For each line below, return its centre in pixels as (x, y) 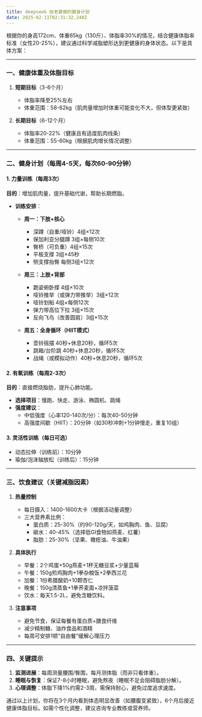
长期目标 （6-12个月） (42, 120)
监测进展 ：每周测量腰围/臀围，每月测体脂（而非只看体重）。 (88, 672)
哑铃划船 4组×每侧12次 (61, 302)
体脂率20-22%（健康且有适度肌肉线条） (74, 133)
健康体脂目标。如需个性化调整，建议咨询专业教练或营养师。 (80, 708)
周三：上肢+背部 (44, 274)
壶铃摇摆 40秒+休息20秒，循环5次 (75, 343)
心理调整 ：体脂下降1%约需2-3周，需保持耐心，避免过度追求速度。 (97, 688)
